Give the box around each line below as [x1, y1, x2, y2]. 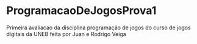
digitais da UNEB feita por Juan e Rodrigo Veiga [6, 30, 126, 37]
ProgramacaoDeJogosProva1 [6, 4, 157, 18]
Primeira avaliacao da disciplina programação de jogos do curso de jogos [6, 24, 191, 31]
